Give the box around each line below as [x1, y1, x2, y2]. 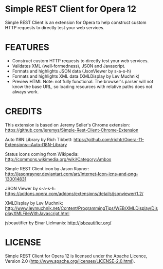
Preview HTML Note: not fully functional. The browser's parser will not [12, 78, 153, 84]
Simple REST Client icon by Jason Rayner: [5, 165, 90, 171]
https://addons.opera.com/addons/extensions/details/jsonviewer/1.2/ [5, 191, 144, 197]
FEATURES [5, 42, 50, 53]
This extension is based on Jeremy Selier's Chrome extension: [5, 122, 130, 127]
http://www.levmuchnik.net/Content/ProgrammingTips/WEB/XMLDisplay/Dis [5, 205, 158, 211]
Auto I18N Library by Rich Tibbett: [5, 136, 73, 142]
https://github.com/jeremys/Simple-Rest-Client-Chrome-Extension [5, 127, 139, 133]
